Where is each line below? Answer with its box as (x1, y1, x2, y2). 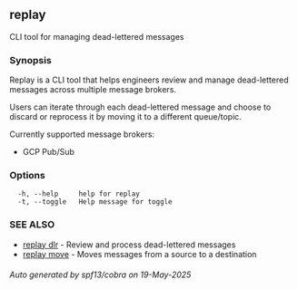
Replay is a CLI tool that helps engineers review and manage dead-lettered (9, 74, 289, 85)
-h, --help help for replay (17, 189, 141, 198)
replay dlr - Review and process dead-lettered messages (22, 239, 236, 250)
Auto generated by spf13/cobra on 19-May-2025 (9, 269, 192, 280)
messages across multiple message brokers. (9, 84, 177, 95)
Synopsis (9, 53, 52, 66)
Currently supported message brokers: (9, 129, 155, 140)
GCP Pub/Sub (22, 147, 75, 158)
